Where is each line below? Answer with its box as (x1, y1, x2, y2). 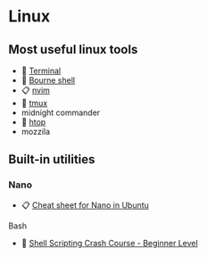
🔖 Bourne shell (21, 75, 76, 86)
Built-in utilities (8, 152, 95, 167)
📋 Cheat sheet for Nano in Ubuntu (21, 199, 149, 211)
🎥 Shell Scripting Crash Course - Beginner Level (21, 237, 198, 248)
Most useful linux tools (8, 42, 138, 57)
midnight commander (21, 107, 101, 118)
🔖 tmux (21, 98, 48, 108)
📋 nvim (21, 85, 51, 95)
